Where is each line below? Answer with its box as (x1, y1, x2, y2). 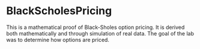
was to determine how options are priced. (6, 36, 110, 43)
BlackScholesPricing (6, 4, 112, 18)
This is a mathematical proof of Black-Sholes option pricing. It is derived (6, 24, 185, 31)
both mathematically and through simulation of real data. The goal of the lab (6, 30, 194, 37)
